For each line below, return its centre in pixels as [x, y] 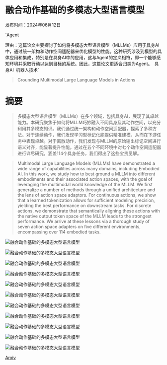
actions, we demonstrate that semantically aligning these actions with [88, 211]
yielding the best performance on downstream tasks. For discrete [84, 205]
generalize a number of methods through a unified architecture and [86, 190]
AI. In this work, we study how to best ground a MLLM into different [86, 174]
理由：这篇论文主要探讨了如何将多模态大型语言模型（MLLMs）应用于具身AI [82, 45]
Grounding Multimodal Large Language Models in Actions [76, 79]
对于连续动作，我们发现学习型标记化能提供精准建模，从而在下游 [91, 135]
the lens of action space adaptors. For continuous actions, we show [87, 195]
